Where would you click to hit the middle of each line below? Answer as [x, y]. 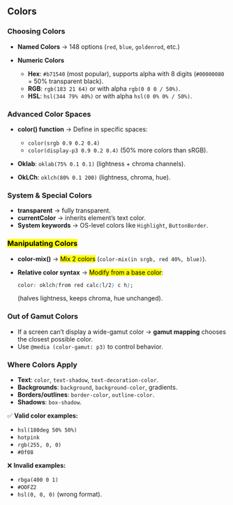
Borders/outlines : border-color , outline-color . [86, 395]
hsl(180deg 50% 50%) [47, 430]
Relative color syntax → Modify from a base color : [90, 272]
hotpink [28, 438]
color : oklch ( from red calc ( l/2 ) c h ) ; [75, 285]
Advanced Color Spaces [49, 114]
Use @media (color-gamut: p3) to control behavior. [90, 346]
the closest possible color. [55, 339]
